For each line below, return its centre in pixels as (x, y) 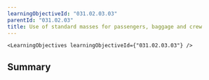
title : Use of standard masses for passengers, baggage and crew (104, 26)
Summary (29, 67)
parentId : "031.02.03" (40, 20)
